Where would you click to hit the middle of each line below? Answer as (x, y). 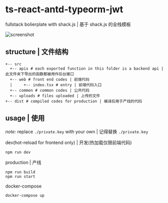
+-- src (14, 64)
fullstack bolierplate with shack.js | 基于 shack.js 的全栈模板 (68, 24)
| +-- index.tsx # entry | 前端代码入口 (56, 85)
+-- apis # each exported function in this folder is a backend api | (87, 68)
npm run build (20, 172)
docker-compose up (25, 195)
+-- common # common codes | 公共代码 (50, 90)
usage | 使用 (25, 118)
